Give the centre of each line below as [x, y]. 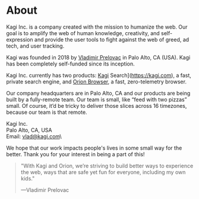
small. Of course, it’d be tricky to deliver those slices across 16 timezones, [97, 105]
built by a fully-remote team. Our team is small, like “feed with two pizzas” [97, 99]
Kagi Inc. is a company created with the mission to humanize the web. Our [97, 27]
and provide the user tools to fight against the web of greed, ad [112, 39]
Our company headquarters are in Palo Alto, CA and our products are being [98, 93]
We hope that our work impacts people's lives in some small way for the [94, 148]
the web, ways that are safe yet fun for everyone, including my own [103, 172]
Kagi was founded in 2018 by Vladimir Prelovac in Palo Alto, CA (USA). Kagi [98, 57]
